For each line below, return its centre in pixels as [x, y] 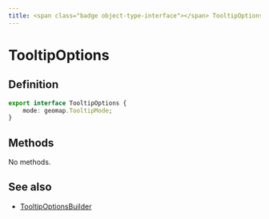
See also [30, 187]
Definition [33, 85]
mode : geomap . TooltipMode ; [68, 110]
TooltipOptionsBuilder [56, 206]
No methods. [30, 162]
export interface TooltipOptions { [68, 103]
